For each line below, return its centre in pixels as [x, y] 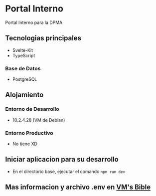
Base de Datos [23, 68]
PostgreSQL [25, 79]
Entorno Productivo [29, 133]
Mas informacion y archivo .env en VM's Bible [78, 187]
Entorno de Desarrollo [32, 109]
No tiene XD [25, 144]
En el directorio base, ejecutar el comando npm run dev [69, 171]
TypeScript [24, 55]
